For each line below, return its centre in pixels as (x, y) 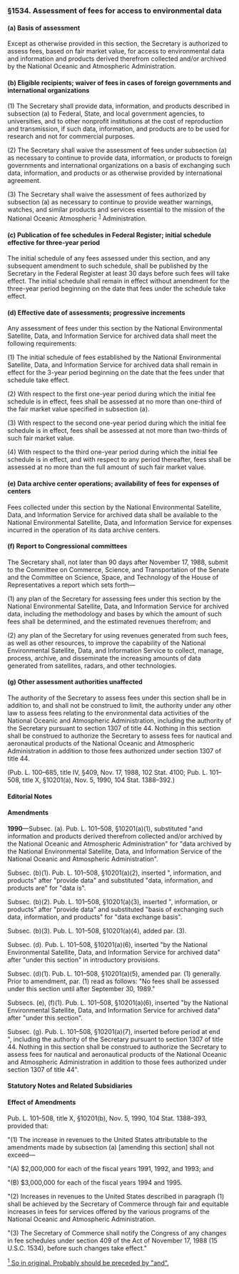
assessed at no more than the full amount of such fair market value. (107, 467)
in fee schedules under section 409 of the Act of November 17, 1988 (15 (112, 1240)
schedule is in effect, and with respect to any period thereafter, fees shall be (119, 460)
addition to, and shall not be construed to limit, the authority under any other (119, 705)
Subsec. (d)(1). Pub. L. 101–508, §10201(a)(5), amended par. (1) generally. (115, 973)
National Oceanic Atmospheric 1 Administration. (77, 218)
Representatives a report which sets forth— (71, 585)
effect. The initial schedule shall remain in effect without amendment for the (118, 281)
